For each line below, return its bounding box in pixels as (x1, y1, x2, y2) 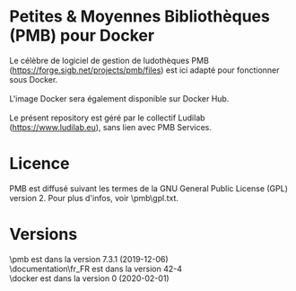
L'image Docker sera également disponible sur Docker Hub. (9, 93, 230, 104)
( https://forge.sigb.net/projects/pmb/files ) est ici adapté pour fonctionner (9, 65, 280, 75)
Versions (9, 225, 78, 244)
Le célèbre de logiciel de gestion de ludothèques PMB (9, 55, 209, 66)
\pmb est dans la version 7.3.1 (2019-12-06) (9, 253, 169, 264)
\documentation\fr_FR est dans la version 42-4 (9, 263, 182, 274)
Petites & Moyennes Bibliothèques (9, 6, 271, 27)
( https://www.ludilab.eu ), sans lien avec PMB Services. (9, 121, 213, 132)
